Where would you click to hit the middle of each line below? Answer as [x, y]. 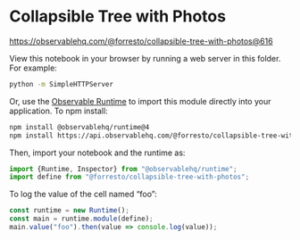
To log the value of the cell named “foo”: [83, 194]
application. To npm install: [59, 111]
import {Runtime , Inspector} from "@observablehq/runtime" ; [124, 169]
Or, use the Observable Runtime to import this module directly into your [140, 101]
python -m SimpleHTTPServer [62, 84]
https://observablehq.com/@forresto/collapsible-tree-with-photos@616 [142, 41]
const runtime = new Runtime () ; [69, 211]
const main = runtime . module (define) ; [81, 219]
